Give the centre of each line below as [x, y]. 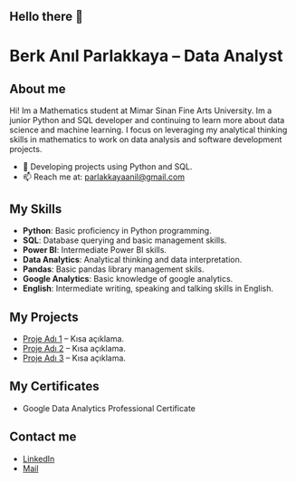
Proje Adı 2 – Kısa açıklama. [74, 349]
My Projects [44, 317]
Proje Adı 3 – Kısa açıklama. [74, 358]
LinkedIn [38, 458]
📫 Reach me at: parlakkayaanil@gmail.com [104, 177]
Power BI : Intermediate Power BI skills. [95, 250]
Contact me [43, 437]
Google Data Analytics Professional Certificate [109, 408]
